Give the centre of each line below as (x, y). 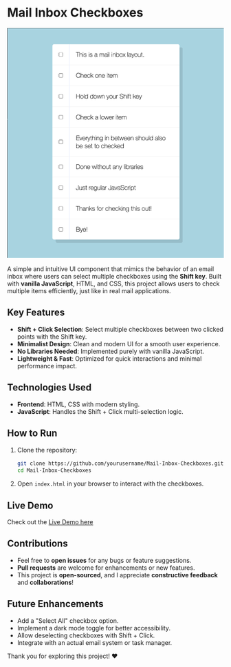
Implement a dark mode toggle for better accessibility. (93, 628)
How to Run (32, 434)
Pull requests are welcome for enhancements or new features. (106, 568)
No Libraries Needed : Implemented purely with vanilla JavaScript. (111, 351)
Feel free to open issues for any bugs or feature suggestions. (104, 560)
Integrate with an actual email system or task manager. (95, 642)
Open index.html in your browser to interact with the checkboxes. (110, 484)
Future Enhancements (56, 604)
